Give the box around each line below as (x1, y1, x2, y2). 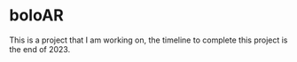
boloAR (9, 5, 64, 26)
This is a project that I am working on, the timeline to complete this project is (9, 35, 288, 45)
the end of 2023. (9, 43, 71, 54)
